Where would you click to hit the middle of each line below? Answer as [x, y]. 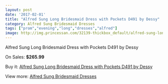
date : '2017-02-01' [25, 14]
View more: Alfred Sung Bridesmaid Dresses [51, 76]
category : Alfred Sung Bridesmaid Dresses [50, 24]
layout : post [19, 10]
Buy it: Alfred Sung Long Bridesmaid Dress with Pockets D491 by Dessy [79, 66]
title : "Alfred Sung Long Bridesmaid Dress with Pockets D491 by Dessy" [82, 19]
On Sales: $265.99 [25, 57]
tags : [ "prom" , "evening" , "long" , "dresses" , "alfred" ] [61, 28]
